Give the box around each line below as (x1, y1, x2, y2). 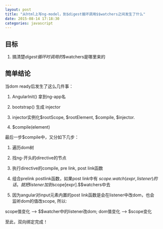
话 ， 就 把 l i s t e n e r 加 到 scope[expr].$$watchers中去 (12, 181, 111, 188)
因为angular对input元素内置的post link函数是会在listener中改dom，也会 (12, 192, 154, 198)
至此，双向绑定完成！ (5, 219, 48, 225)
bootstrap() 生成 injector (12, 104, 61, 110)
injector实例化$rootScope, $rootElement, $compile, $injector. (12, 114, 135, 120)
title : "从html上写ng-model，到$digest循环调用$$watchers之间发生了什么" (5, 12, 146, 17)
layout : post (5, 7, 32, 12)
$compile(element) (12, 124, 50, 130)
